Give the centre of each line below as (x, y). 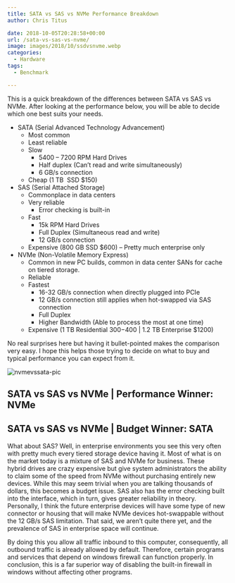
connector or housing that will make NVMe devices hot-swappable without (116, 513)
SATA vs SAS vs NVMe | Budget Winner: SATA (110, 429)
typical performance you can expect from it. (71, 358)
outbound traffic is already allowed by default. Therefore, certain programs (116, 549)
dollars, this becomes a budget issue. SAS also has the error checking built (116, 491)
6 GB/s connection (65, 172)
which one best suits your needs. (55, 113)
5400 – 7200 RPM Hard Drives (83, 157)
